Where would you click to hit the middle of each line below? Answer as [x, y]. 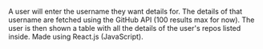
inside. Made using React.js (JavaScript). [76, 36]
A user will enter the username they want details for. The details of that [125, 11]
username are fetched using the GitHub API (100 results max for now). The [131, 20]
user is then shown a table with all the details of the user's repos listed [125, 28]
